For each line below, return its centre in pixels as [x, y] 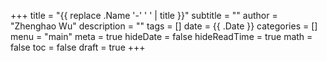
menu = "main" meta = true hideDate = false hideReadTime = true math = [161, 36]
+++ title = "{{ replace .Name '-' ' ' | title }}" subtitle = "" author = [144, 15]
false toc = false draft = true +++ [78, 47]
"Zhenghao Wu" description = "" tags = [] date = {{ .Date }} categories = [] [164, 26]
